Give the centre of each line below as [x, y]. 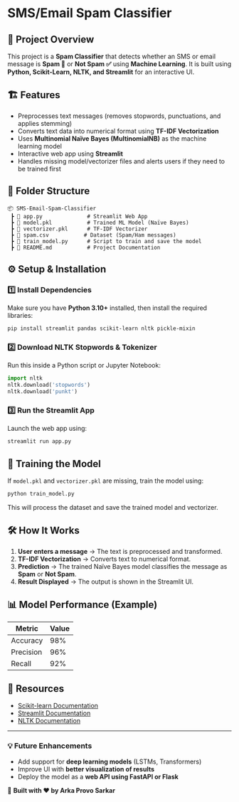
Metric [27, 629]
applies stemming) [45, 123]
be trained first [39, 169]
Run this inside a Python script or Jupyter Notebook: [84, 365]
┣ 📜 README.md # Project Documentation [85, 247]
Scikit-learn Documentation [58, 706]
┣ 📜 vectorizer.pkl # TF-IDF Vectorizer [79, 229]
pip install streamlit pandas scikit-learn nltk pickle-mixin [101, 328]
